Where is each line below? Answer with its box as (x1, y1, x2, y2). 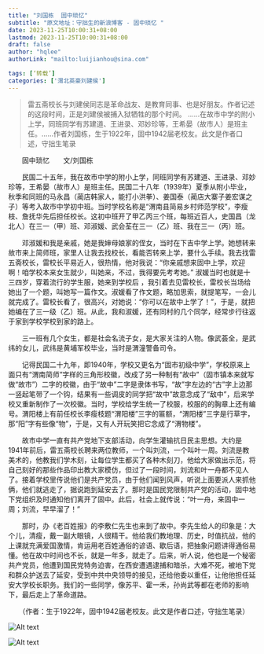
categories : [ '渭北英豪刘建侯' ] (8, 76, 106, 85)
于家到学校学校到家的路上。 (8, 316, 98, 326)
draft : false (8, 41, 51, 49)
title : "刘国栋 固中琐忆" (8, 11, 89, 20)
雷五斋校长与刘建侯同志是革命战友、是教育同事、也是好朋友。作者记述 (27, 99, 255, 108)
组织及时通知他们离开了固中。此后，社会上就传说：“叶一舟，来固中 (21, 494, 239, 504)
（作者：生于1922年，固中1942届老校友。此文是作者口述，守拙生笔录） (21, 606, 250, 615)
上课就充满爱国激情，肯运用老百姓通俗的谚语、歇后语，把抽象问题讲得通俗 (8, 540, 249, 550)
